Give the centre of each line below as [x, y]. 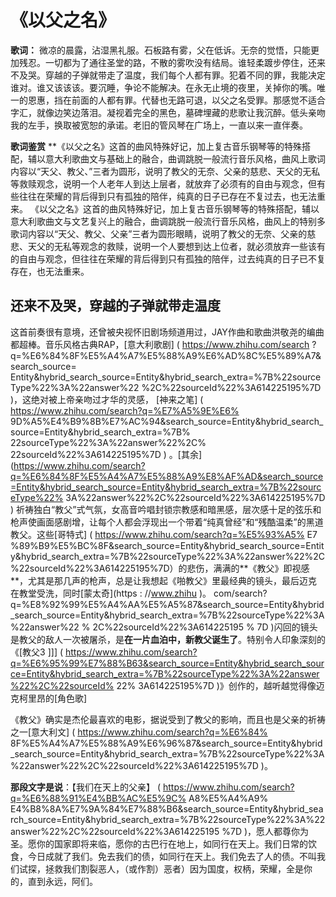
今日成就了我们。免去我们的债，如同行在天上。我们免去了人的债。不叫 [172, 856]
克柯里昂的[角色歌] [49, 698]
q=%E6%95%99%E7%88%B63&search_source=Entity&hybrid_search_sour [167, 663]
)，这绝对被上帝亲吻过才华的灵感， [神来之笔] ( [107, 399]
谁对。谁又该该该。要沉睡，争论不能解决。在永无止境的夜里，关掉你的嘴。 [163, 87]
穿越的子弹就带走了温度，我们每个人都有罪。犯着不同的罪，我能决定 [185, 75]
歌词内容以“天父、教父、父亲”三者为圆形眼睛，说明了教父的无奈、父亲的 [159, 233]
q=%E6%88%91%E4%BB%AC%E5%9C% [98, 798]
